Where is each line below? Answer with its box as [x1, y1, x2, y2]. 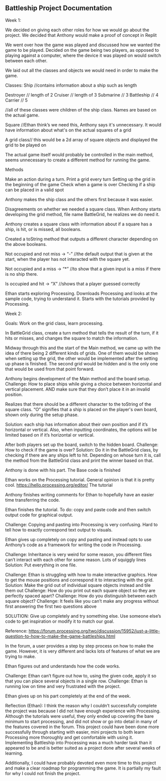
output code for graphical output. [5, 512, 74, 518]
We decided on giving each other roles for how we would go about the [5, 27, 150, 33]
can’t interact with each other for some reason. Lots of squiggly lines [5, 557, 146, 562]
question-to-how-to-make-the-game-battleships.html [5, 633, 116, 639]
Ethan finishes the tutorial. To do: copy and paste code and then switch [5, 506, 151, 512]
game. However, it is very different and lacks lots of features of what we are [5, 648, 161, 654]
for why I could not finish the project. [5, 770, 81, 776]
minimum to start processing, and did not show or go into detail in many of [5, 718, 158, 724]
